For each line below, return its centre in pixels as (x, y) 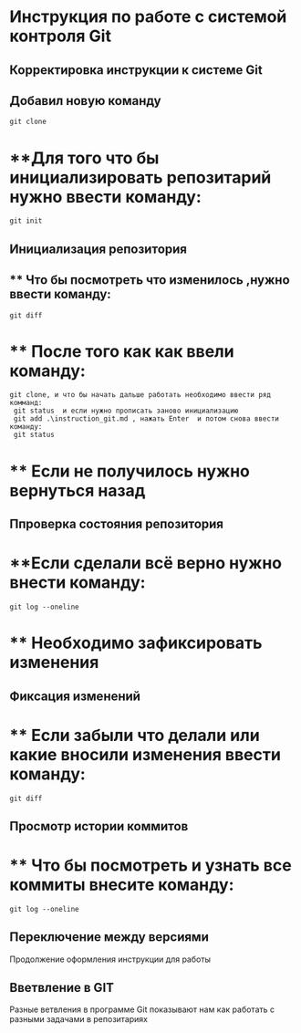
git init (26, 221)
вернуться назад (78, 490)
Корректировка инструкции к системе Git (136, 70)
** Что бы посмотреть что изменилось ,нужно (150, 280)
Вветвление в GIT (62, 988)
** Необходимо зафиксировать (136, 643)
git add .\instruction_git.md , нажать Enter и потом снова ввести (146, 419)
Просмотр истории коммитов (99, 826)
